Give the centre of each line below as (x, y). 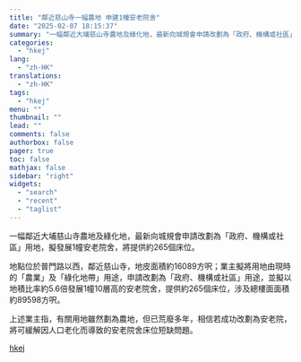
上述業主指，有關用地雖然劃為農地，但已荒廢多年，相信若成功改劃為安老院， (150, 318)
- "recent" (38, 201)
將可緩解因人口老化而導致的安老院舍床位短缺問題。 (103, 330)
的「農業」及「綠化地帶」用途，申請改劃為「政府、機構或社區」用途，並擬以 (150, 277)
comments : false (39, 134)
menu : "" (26, 109)
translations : (36, 76)
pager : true (31, 151)
